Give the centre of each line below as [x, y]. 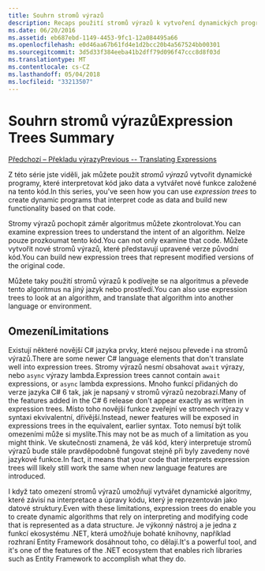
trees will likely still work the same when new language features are [118, 468]
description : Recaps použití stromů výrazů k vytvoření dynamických [123, 23]
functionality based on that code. [62, 208]
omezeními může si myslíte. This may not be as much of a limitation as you [128, 434]
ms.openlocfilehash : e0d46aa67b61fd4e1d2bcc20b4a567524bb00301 [114, 45]
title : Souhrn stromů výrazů [56, 15]
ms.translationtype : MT [47, 60]
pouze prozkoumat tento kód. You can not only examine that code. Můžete [128, 240]
